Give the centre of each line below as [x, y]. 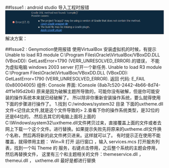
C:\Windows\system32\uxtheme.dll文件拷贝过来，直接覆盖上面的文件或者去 [83, 123]
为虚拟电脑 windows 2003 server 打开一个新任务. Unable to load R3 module [83, 67]
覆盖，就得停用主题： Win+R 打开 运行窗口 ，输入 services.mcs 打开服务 [80, 142]
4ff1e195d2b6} [20, 92]
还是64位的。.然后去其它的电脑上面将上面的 [51, 117]
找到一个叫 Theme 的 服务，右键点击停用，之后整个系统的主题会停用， [87, 148]
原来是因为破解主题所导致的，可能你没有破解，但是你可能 [96, 92]
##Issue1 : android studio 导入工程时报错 [47, 7]
